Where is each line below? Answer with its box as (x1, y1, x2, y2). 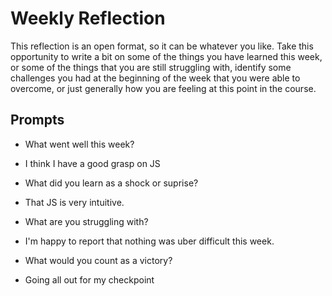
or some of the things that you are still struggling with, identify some (10, 61, 292, 73)
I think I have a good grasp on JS (24, 157, 161, 169)
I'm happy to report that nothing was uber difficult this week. (24, 235, 275, 247)
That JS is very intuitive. (24, 196, 125, 208)
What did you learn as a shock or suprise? (24, 177, 199, 189)
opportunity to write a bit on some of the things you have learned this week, (10, 50, 323, 62)
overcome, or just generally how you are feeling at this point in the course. (10, 82, 317, 94)
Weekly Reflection (10, 7, 166, 30)
